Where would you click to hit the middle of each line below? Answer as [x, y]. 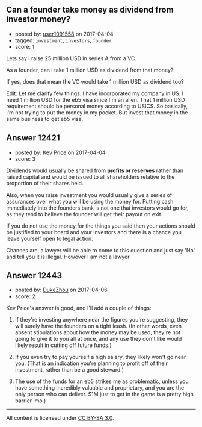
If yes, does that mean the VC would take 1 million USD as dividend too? [95, 81]
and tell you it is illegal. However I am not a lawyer [68, 257]
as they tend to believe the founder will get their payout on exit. [84, 214]
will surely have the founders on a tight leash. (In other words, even [98, 326]
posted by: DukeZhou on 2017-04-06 [61, 290]
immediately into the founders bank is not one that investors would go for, [97, 208]
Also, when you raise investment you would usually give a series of [89, 195]
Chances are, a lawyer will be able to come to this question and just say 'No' [101, 250]
